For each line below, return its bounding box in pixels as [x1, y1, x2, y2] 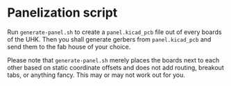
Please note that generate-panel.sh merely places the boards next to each [7, 55, 220, 64]
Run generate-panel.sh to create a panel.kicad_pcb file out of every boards [7, 28, 222, 36]
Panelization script [7, 5, 118, 21]
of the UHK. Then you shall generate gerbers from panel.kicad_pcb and [7, 35, 212, 43]
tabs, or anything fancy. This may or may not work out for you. [7, 71, 185, 79]
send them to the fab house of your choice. [7, 42, 131, 51]
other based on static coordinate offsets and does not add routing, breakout [7, 63, 224, 71]
